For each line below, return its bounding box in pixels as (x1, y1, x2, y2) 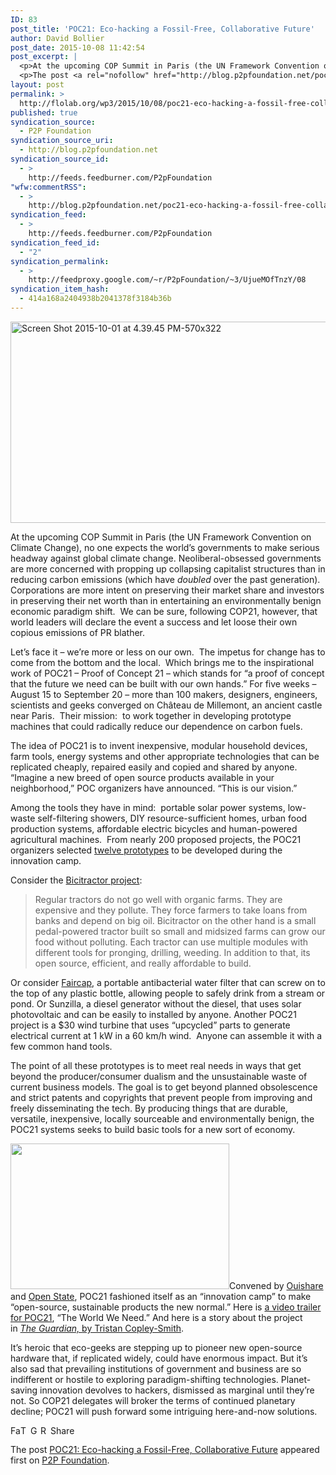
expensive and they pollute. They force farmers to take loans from (34, 904, 308, 916)
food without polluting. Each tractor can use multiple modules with (34, 936, 309, 948)
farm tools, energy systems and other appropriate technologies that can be (10, 750, 320, 762)
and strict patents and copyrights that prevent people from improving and (10, 1091, 313, 1103)
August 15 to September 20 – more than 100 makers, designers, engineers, (10, 688, 318, 700)
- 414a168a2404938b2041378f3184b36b (19, 294, 172, 304)
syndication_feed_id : (10, 237, 101, 248)
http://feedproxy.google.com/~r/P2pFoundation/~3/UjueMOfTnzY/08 (28, 275, 307, 285)
